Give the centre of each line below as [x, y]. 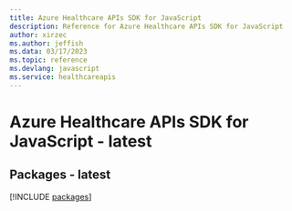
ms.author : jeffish [47, 43]
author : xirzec [38, 35]
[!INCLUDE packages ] [51, 196]
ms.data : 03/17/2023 [49, 52]
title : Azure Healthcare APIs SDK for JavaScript [106, 18]
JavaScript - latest [81, 141]
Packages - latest [60, 175]
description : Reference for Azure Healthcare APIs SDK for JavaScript [146, 26]
